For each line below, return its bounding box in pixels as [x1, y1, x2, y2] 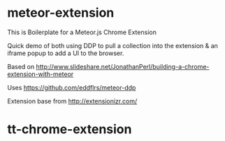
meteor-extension [7, 5, 115, 21]
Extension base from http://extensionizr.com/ [7, 96, 138, 105]
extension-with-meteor [7, 70, 74, 78]
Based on [7, 62, 35, 70]
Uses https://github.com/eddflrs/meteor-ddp [7, 83, 136, 91]
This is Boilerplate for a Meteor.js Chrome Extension [7, 28, 157, 36]
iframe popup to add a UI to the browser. [7, 49, 124, 57]
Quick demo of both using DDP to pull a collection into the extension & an [7, 41, 219, 50]
